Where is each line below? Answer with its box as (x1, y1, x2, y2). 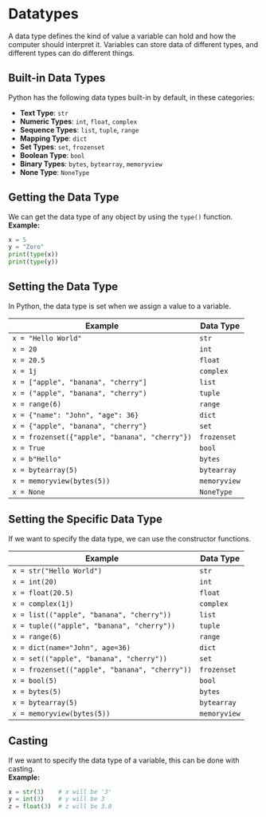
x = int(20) (12, 577, 58, 586)
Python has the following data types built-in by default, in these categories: (8, 93, 255, 102)
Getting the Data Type (8, 191, 119, 204)
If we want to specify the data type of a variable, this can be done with (8, 756, 241, 765)
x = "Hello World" (12, 333, 82, 343)
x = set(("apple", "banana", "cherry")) (12, 654, 167, 663)
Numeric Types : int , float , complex (19, 117, 138, 126)
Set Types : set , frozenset (19, 141, 105, 152)
